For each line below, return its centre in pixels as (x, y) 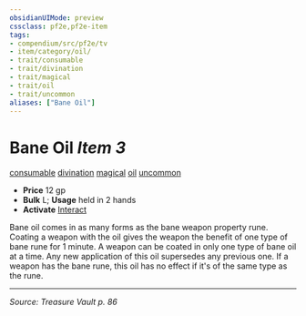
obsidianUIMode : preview (56, 18)
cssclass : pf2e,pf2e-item (58, 26)
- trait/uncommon (42, 94)
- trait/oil (32, 86)
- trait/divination (46, 69)
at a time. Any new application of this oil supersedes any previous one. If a (149, 257)
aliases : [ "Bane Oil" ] (52, 102)
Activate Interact (55, 209)
